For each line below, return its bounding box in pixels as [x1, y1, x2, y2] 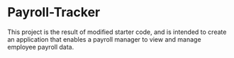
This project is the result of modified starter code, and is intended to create [7, 28, 227, 36]
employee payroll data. [7, 42, 74, 51]
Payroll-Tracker [7, 4, 101, 21]
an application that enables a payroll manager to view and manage [7, 35, 201, 43]
